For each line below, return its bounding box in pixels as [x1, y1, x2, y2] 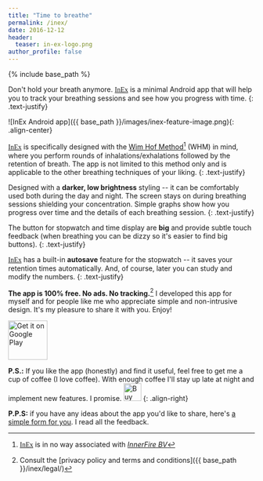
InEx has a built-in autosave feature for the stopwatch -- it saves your [8, 254, 233, 264]
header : [8, 33, 34, 42]
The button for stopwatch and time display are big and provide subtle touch [8, 223, 252, 232]
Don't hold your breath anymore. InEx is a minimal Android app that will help [8, 85, 253, 94]
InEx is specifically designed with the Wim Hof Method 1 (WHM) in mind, [8, 140, 239, 151]
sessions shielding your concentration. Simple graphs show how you [8, 199, 229, 209]
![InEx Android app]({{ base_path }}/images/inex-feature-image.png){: [8, 117, 235, 126]
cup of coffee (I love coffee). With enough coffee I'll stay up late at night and [8, 374, 254, 384]
